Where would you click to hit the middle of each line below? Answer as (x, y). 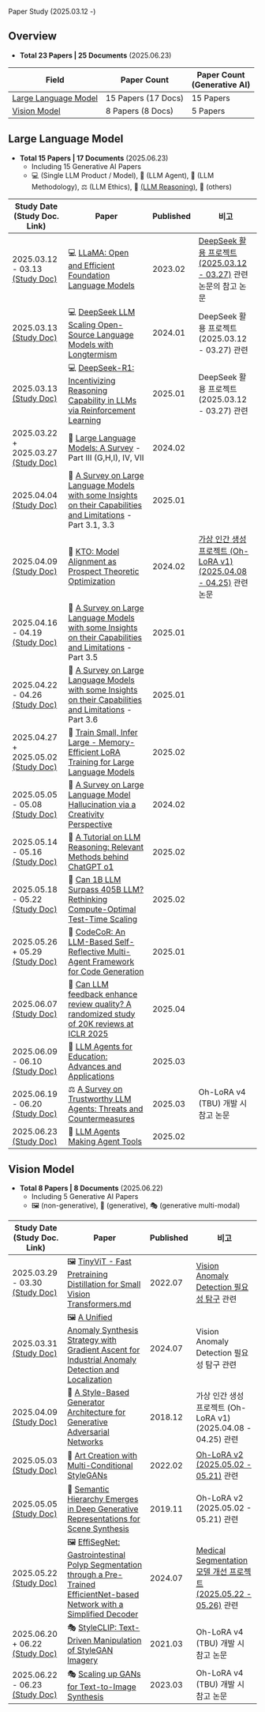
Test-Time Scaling (103, 918)
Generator (86, 1402)
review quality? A (100, 1004)
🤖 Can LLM (88, 984)
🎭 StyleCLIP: (91, 1627)
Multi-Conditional (100, 1465)
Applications (91, 1076)
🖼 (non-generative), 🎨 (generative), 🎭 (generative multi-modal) (136, 1205)
